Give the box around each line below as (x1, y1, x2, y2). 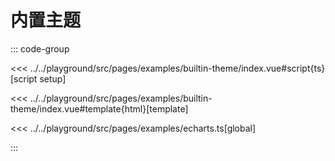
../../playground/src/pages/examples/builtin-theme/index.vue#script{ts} (29, 62, 326, 74)
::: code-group (10, 42, 70, 55)
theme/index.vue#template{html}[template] (10, 102, 189, 115)
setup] (39, 72, 67, 85)
